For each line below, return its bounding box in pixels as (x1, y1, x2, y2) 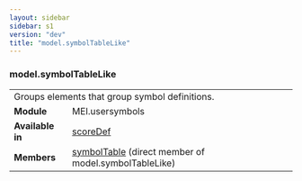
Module (13, 104, 48, 117)
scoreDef (71, 125, 111, 138)
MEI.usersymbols (71, 104, 146, 117)
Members (13, 150, 57, 163)
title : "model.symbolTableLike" (9, 38, 130, 48)
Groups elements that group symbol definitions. (13, 90, 215, 103)
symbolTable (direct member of (71, 145, 205, 158)
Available (13, 119, 55, 131)
